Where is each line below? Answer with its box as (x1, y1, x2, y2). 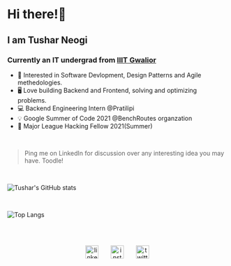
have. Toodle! (24, 156, 64, 165)
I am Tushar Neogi (7, 34, 88, 46)
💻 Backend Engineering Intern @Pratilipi (17, 104, 135, 112)
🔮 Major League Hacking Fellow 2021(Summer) (17, 121, 153, 130)
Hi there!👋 (7, 6, 66, 22)
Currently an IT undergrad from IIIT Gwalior (7, 55, 157, 65)
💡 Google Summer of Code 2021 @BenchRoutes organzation (17, 114, 193, 122)
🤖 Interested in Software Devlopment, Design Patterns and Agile (17, 71, 202, 79)
